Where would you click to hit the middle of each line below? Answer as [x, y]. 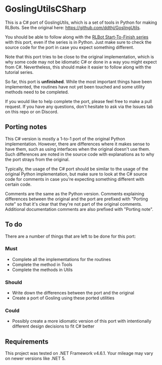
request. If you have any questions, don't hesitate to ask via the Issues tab [79, 106]
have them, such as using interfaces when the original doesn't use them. [78, 149]
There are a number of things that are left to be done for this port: [70, 236]
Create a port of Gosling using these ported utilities [63, 298]
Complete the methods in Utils [42, 269]
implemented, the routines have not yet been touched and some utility [75, 87]
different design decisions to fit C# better [53, 326]
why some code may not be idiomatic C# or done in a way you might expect [81, 62]
